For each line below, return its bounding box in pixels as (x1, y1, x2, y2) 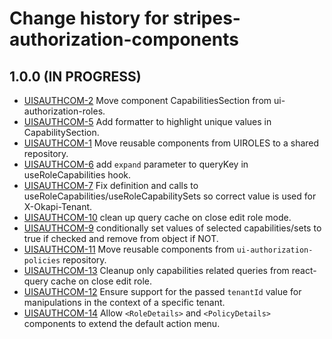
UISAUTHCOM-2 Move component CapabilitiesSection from (23, 95, 272, 106)
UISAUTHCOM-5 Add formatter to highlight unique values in (23, 116, 272, 127)
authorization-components (9, 28, 239, 51)
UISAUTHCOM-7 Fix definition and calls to (23, 180, 199, 191)
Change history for (9, 7, 170, 30)
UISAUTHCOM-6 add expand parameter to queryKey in (23, 158, 249, 170)
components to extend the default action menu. (23, 318, 221, 329)
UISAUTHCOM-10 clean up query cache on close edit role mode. (23, 212, 292, 223)
